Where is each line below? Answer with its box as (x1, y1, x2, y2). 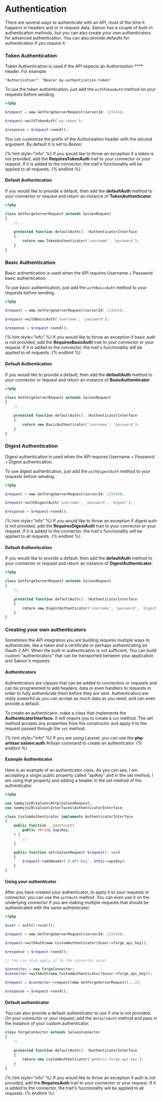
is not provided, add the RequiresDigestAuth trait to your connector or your (5, 523, 156, 529)
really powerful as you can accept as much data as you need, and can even (5, 695, 156, 701)
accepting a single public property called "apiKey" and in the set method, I (5, 772, 153, 778)
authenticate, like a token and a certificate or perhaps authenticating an (5, 642, 147, 648)
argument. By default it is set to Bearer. (5, 141, 83, 147)
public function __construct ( (14, 823, 75, 828)
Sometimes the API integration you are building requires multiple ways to (5, 637, 150, 643)
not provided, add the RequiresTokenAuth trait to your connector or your (5, 155, 151, 161)
